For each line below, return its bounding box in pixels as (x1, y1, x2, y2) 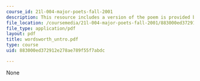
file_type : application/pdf (6, 25, 76, 32)
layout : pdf (6, 31, 36, 37)
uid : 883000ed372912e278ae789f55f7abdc (6, 48, 105, 54)
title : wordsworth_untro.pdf (6, 36, 79, 42)
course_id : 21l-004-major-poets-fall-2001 (6, 8, 113, 15)
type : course (6, 42, 39, 48)
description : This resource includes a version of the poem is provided (6, 14, 190, 20)
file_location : (6, 20, 44, 26)
